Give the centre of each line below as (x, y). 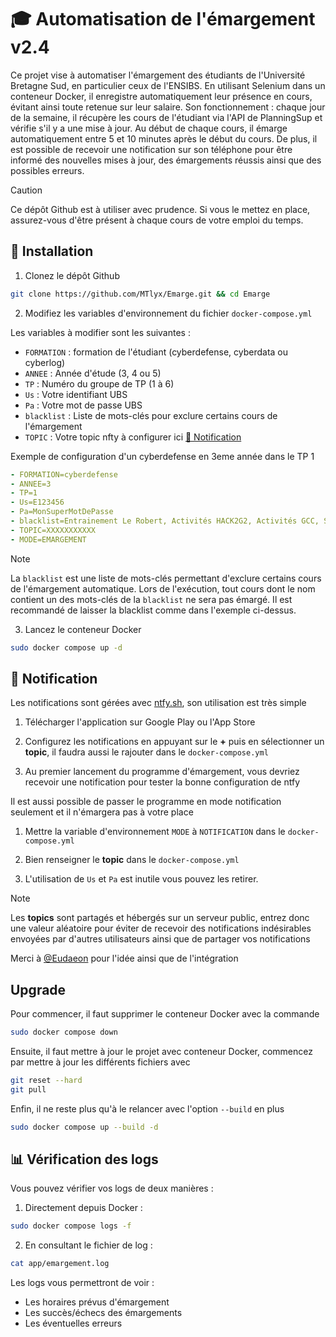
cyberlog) (45, 362)
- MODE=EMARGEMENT (48, 539)
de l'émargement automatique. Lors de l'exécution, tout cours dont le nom (163, 588)
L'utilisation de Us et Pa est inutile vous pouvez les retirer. (141, 879)
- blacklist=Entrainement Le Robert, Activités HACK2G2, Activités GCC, (165, 521)
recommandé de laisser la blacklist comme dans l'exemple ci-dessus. (153, 610)
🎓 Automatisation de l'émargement (163, 19)
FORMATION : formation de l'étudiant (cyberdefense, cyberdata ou (156, 352)
